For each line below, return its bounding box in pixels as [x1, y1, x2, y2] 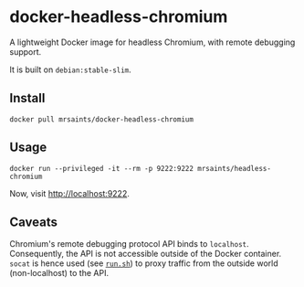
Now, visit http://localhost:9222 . [9, 187, 130, 198]
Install [9, 90, 46, 106]
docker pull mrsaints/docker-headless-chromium [9, 114, 194, 124]
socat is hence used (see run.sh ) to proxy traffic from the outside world [9, 258, 278, 269]
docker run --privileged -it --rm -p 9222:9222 [9, 164, 194, 173]
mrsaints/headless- [197, 164, 272, 173]
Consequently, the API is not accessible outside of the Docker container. [9, 249, 282, 260]
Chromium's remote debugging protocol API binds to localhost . [9, 239, 249, 250]
